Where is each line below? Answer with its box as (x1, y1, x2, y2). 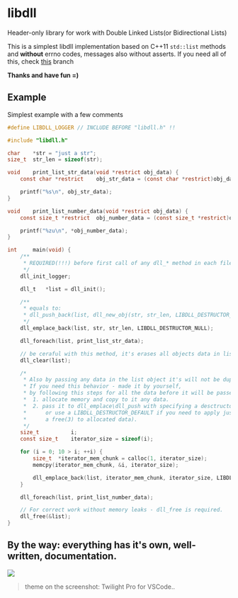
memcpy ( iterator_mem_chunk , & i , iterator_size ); (33, 461, 179, 468)
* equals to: (23, 305, 62, 312)
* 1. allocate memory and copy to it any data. (23, 396, 170, 403)
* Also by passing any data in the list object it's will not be (23, 376, 220, 383)
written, (7, 551, 43, 563)
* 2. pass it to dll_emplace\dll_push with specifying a (23, 402, 198, 410)
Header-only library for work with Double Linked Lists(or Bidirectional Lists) (7, 28, 227, 37)
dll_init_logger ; (20, 273, 72, 280)
